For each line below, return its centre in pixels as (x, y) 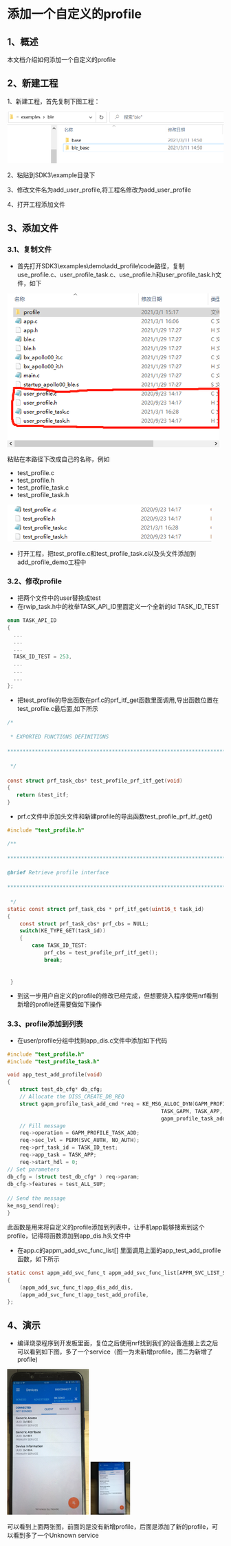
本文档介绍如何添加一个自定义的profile (62, 60)
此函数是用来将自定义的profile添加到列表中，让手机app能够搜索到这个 (106, 1227)
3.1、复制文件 (30, 250)
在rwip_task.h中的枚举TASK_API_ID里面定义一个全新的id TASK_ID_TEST (118, 606)
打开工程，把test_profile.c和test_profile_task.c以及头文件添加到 (106, 553)
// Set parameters (33, 1169)
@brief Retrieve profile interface (58, 873)
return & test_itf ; (43, 795)
